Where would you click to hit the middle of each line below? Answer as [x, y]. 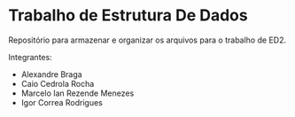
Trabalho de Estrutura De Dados [128, 16]
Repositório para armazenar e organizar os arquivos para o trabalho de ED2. [147, 40]
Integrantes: [30, 57]
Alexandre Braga [51, 74]
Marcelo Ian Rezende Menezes [78, 93]
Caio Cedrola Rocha [58, 83]
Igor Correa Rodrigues [62, 102]
